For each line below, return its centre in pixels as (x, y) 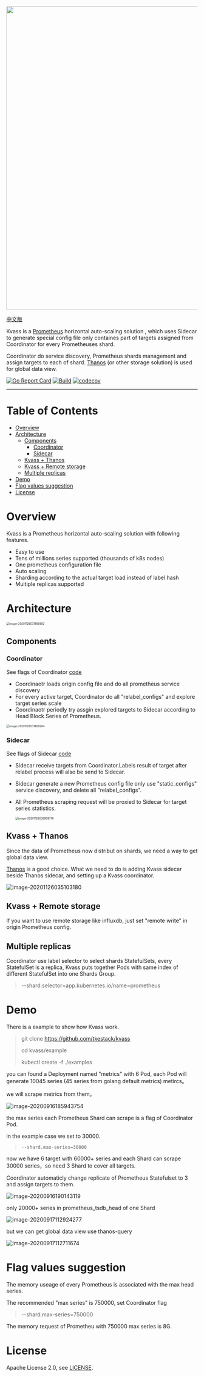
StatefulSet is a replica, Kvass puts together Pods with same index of (92, 967)
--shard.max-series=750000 (57, 1314)
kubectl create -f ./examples (56, 1062)
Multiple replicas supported (49, 584)
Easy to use (29, 551)
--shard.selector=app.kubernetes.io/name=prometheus (91, 985)
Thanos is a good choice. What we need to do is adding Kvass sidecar (94, 869)
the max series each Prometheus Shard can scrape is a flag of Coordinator (100, 1118)
